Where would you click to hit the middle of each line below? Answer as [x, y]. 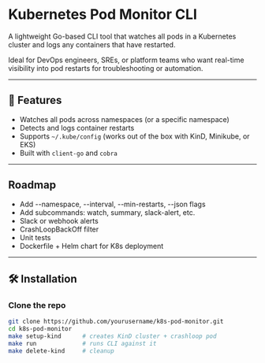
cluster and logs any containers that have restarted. [92, 44]
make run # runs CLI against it [82, 343]
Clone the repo [37, 305]
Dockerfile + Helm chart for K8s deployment [91, 246]
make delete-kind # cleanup [61, 351]
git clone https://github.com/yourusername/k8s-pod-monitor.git [116, 322]
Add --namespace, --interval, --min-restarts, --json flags [113, 204]
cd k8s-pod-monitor [40, 329]
